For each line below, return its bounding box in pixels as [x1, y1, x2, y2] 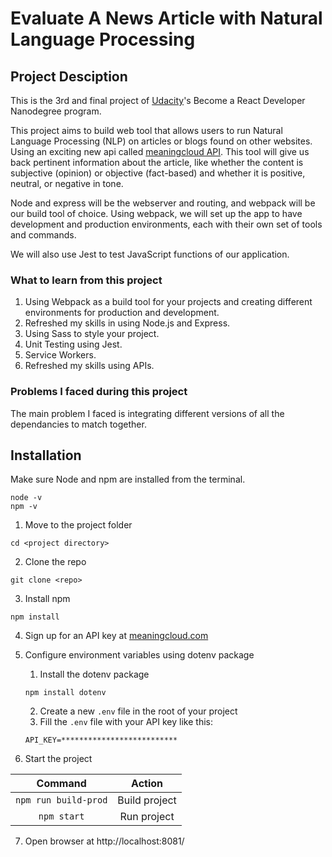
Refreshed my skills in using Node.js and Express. [24, 317, 231, 329]
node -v [10, 493, 43, 503]
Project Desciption [10, 68, 128, 85]
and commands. [10, 229, 77, 241]
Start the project [24, 753, 93, 765]
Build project [117, 793, 177, 807]
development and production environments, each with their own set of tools [10, 218, 323, 230]
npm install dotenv [24, 688, 107, 698]
